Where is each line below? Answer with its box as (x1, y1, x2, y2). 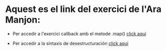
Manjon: (5, 14, 41, 25)
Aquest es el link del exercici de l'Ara (5, 3, 162, 15)
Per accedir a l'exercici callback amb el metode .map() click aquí (12, 30, 146, 36)
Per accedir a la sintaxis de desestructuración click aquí (12, 40, 129, 46)
